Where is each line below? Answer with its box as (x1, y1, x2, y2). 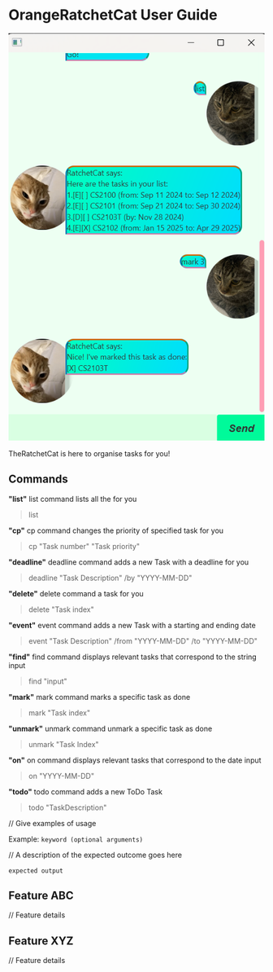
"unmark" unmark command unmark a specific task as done (8, 724, 213, 733)
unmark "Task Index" (28, 739, 99, 749)
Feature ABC (8, 888, 75, 902)
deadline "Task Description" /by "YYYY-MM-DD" (28, 573, 193, 583)
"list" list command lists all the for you (8, 494, 137, 504)
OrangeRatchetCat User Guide (8, 6, 218, 24)
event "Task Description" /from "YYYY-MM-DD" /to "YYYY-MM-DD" (28, 636, 258, 645)
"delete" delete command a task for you (8, 588, 144, 598)
